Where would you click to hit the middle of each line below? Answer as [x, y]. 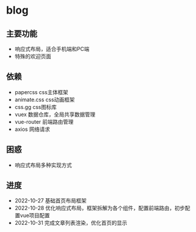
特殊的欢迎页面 [33, 56]
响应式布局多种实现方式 [43, 165]
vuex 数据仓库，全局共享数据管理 [55, 114]
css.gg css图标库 [36, 107]
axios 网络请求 [32, 129]
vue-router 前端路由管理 [44, 121]
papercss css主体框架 [41, 92]
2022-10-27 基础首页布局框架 [50, 201]
